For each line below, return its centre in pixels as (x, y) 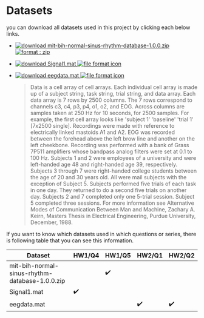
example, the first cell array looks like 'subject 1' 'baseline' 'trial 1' (112, 119)
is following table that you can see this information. (70, 240)
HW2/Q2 (182, 255)
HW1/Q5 (118, 255)
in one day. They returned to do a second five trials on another (108, 190)
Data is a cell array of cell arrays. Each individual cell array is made (114, 87)
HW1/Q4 (86, 255)
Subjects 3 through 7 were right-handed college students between (114, 171)
